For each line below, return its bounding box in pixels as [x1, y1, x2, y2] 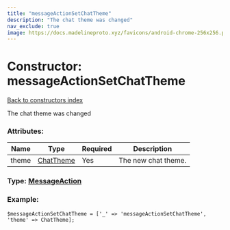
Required [81, 144, 112, 154]
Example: [7, 195, 39, 205]
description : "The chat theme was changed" [7, 16, 133, 23]
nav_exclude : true [7, 23, 60, 30]
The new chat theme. [118, 156, 187, 165]
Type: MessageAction [7, 176, 82, 186]
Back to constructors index [7, 96, 84, 104]
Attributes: [7, 126, 44, 136]
